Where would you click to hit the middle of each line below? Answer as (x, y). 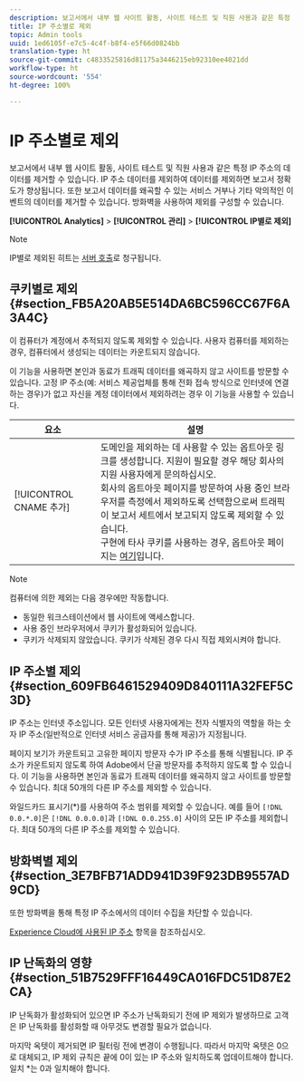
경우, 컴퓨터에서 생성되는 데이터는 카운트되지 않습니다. (105, 352)
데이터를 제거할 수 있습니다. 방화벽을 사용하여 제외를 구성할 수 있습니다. (159, 201)
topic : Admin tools (46, 34)
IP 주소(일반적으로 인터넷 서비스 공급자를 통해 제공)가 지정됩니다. (133, 734)
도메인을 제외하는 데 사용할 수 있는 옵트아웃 (187, 448)
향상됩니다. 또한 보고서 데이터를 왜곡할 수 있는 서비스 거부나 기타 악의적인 (155, 190)
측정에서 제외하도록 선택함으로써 (193, 502)
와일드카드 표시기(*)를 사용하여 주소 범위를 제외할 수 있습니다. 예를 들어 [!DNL (146, 807)
